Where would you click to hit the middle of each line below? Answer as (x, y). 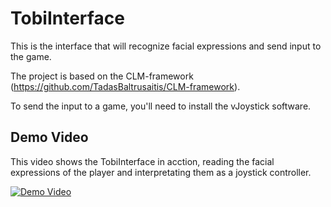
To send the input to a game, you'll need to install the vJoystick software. (161, 106)
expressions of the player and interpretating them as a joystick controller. (161, 172)
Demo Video (49, 137)
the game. (31, 56)
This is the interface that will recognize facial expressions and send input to (166, 46)
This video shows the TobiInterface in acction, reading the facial (142, 161)
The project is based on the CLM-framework (102, 76)
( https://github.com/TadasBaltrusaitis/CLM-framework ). (125, 86)
